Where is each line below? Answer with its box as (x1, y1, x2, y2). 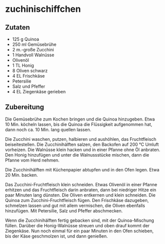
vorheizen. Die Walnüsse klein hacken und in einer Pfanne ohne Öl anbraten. (5, 147, 161, 153)
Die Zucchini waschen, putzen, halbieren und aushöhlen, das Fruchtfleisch (5, 136, 157, 142)
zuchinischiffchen (5, 3, 81, 15)
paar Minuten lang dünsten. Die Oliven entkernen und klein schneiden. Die (5, 192, 156, 198)
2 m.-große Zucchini (12, 47, 54, 52)
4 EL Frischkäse (12, 73, 45, 79)
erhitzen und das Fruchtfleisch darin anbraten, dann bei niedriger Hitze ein (5, 187, 157, 193)
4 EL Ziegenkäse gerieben (12, 89, 66, 94)
